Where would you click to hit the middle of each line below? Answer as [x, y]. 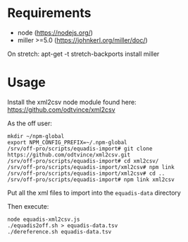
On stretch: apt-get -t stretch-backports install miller [83, 54]
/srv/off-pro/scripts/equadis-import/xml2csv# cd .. [86, 173]
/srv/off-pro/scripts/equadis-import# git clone [80, 149]
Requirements [49, 13]
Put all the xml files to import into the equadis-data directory [94, 192]
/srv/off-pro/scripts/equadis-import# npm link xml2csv [91, 179]
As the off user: [30, 123]
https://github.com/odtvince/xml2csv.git [69, 155]
